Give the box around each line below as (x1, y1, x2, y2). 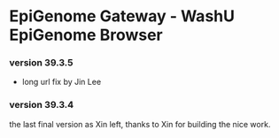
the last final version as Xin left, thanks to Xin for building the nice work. (9, 119, 271, 129)
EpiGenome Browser (9, 25, 164, 45)
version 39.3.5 (9, 57, 74, 69)
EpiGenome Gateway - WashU (9, 6, 235, 27)
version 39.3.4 (9, 99, 74, 111)
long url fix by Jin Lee (21, 77, 102, 88)
